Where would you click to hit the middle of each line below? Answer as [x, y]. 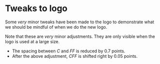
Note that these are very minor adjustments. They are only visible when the [80, 36]
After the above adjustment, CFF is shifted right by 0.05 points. [75, 56]
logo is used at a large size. [32, 41]
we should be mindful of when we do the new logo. [56, 27]
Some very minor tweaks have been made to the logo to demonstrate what [80, 22]
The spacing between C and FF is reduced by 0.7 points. [69, 51]
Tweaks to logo [36, 8]
